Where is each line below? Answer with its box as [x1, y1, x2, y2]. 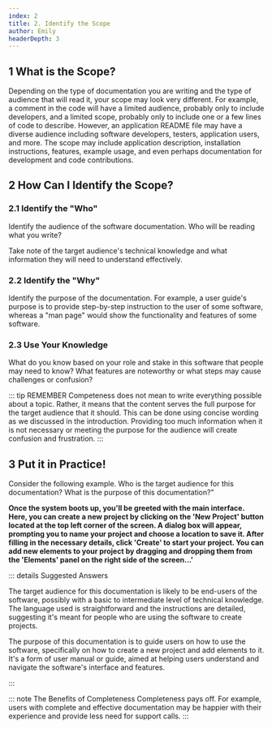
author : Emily [8, 27, 57, 35]
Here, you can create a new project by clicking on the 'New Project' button [8, 512, 264, 522]
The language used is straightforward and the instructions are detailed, [8, 604, 246, 614]
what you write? [8, 230, 63, 239]
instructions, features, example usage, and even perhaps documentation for [8, 147, 262, 157]
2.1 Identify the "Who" [8, 203, 98, 214]
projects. [8, 621, 38, 631]
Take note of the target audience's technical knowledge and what [8, 245, 227, 256]
